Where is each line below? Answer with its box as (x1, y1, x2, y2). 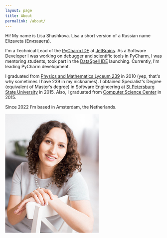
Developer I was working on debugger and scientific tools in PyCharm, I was (5, 53, 162, 59)
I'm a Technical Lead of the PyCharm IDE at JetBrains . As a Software (5, 48, 147, 54)
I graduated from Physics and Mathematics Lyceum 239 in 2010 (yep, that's (5, 73, 161, 79)
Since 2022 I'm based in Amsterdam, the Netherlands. (5, 104, 117, 110)
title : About (5, 13, 32, 18)
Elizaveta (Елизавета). (5, 38, 51, 44)
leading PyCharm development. (5, 64, 70, 70)
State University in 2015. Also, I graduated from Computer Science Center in (5, 89, 162, 95)
